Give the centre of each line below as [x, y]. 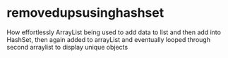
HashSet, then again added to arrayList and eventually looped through [109, 39]
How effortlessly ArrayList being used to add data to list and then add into [114, 32]
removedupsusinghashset [85, 13]
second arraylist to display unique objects [67, 47]
